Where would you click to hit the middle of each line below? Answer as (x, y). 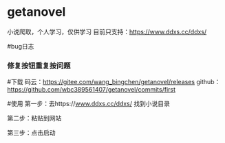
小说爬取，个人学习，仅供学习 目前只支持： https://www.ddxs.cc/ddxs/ (107, 31)
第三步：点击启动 (31, 133)
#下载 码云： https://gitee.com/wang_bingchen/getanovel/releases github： (114, 82)
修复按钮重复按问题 (39, 66)
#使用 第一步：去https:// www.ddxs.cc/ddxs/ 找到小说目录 (89, 104)
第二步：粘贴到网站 (34, 118)
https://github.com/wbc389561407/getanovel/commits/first (92, 90)
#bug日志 (21, 46)
